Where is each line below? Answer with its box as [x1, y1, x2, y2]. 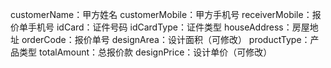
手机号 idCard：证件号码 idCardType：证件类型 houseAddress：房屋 [27, 21, 310, 33]
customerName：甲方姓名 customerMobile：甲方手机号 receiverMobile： [10, 9, 313, 20]
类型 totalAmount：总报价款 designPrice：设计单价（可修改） [18, 46, 273, 58]
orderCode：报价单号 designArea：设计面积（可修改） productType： [21, 34, 311, 45]
